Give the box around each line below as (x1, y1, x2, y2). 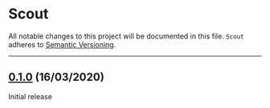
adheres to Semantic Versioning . (8, 39, 117, 49)
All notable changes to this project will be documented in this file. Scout (8, 31, 244, 41)
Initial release (8, 91, 52, 101)
